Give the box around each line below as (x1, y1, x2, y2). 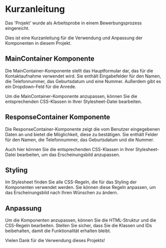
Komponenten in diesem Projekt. (5, 40, 72, 46)
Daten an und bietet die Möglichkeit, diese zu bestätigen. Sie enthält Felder (5, 131, 159, 137)
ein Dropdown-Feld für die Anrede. (5, 83, 77, 89)
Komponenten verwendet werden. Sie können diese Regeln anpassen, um (5, 184, 156, 190)
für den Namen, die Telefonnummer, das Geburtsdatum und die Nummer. (5, 137, 155, 143)
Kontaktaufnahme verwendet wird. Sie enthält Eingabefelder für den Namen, (5, 73, 161, 79)
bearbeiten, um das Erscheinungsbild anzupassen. (16, 152, 120, 158)
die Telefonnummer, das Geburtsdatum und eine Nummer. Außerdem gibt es (5, 78, 161, 84)
